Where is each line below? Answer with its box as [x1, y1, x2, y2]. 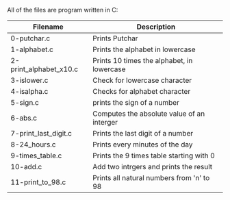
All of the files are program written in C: [7, 6, 118, 14]
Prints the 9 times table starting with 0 [92, 151, 216, 160]
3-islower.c [10, 75, 49, 85]
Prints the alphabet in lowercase [92, 45, 196, 54]
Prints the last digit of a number [92, 129, 194, 138]
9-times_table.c [10, 151, 62, 160]
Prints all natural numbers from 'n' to [92, 173, 210, 182]
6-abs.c [10, 113, 38, 123]
